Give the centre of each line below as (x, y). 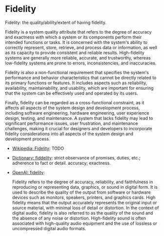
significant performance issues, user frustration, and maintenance (72, 123)
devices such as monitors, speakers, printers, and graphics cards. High (84, 197)
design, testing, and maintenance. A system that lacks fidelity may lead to (79, 118)
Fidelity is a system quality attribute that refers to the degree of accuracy (78, 32)
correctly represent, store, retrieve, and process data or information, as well (81, 47)
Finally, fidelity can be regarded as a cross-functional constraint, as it (75, 102)
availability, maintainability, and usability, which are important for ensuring (79, 88)
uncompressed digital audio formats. (49, 228)
